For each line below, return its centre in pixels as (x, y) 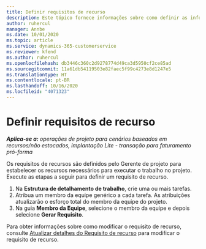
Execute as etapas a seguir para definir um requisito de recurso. (87, 177)
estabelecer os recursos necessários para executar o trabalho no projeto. (99, 170)
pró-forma (20, 152)
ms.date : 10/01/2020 (33, 35)
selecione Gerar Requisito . (49, 214)
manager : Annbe (26, 29)
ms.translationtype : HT (37, 75)
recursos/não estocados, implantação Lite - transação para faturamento (99, 145)
